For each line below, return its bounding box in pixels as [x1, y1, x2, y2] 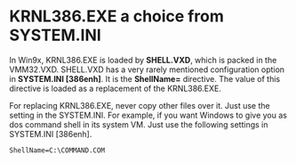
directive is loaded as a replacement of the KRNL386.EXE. [9, 83, 222, 94]
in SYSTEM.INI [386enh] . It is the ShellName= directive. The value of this [9, 73, 281, 84]
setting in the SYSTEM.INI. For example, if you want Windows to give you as [9, 110, 287, 120]
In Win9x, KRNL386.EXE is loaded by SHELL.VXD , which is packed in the [9, 54, 277, 65]
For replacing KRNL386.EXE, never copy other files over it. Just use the [9, 100, 270, 110]
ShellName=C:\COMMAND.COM [9, 145, 105, 155]
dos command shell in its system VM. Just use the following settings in [9, 118, 268, 130]
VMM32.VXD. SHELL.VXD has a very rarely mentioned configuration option [9, 64, 285, 75]
